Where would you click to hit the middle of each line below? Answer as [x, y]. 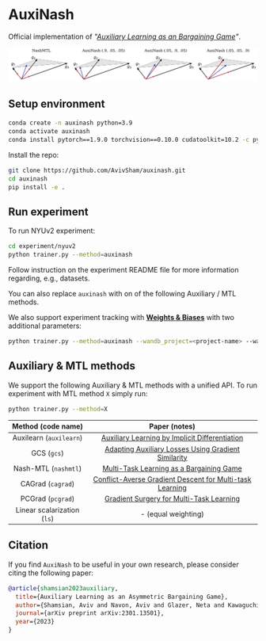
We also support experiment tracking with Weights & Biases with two [122, 317]
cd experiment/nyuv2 [42, 246]
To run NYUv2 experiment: [52, 231]
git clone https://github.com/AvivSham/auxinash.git [97, 170]
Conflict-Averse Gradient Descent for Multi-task [172, 479]
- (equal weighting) [172, 514]
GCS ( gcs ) [48, 453]
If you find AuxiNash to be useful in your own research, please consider [123, 564]
